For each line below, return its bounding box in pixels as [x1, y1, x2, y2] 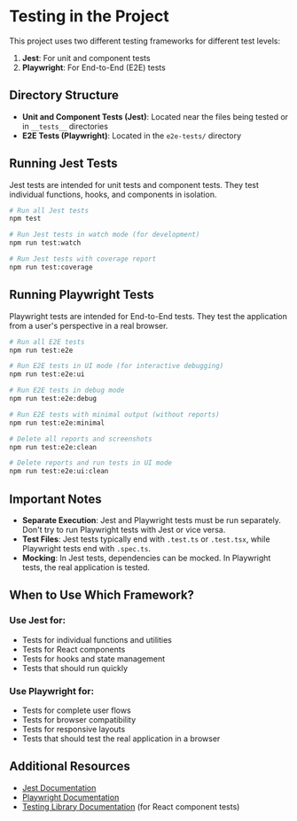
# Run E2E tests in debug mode [9, 386, 125, 395]
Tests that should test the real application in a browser [21, 733, 221, 744]
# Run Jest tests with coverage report [9, 254, 157, 263]
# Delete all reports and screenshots [9, 434, 152, 443]
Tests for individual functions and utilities [21, 634, 173, 645]
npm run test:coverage [9, 262, 93, 271]
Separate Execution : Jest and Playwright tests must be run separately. [21, 514, 281, 525]
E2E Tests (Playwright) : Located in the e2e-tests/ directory [21, 130, 242, 141]
